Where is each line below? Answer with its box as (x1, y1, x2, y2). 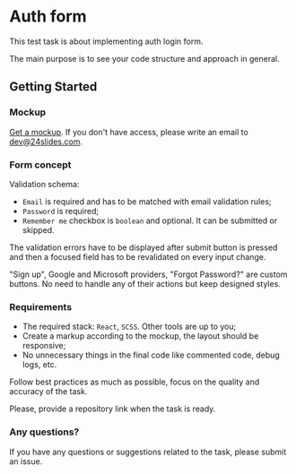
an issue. (9, 455, 43, 467)
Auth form (9, 6, 87, 27)
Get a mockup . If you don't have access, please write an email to (9, 126, 248, 137)
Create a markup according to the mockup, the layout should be (22, 331, 259, 341)
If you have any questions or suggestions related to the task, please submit (9, 446, 287, 457)
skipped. (22, 224, 56, 235)
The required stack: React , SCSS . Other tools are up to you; (22, 321, 237, 332)
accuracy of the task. (9, 386, 88, 397)
